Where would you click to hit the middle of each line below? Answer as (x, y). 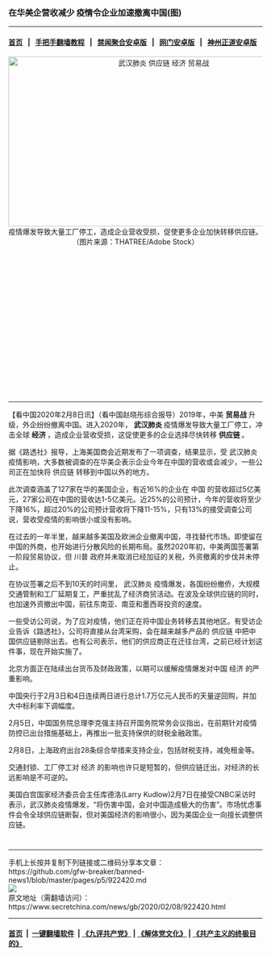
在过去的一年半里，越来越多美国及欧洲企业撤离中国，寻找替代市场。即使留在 (135, 536)
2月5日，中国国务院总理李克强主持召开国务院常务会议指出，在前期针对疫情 (133, 722)
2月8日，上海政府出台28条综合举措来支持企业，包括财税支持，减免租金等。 (134, 750)
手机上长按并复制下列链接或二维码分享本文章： (86, 862)
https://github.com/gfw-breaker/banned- (77, 871)
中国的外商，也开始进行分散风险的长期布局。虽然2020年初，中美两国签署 (130, 547)
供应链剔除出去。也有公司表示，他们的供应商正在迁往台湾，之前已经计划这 (139, 641)
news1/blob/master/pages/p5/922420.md (77, 879)
